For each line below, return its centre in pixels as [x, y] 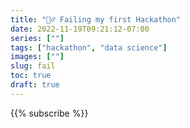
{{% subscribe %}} [49, 113]
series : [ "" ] [37, 38]
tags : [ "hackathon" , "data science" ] [89, 47]
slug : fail [33, 66]
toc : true [31, 76]
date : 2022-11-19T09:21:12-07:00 [80, 29]
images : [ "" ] [37, 57]
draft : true [35, 85]
